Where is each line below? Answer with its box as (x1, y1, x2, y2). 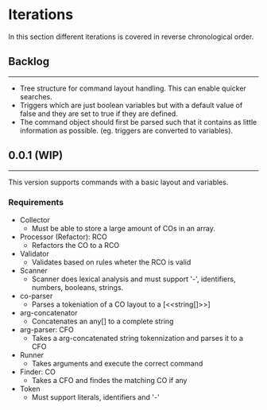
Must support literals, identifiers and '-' (31, 392, 161, 402)
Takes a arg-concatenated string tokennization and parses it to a (31, 333, 244, 342)
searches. (19, 91, 53, 101)
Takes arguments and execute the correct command (31, 358, 203, 368)
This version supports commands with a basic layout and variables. (8, 177, 229, 187)
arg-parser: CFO (19, 324, 74, 335)
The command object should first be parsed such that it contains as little (19, 117, 257, 126)
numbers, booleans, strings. (31, 282, 124, 292)
